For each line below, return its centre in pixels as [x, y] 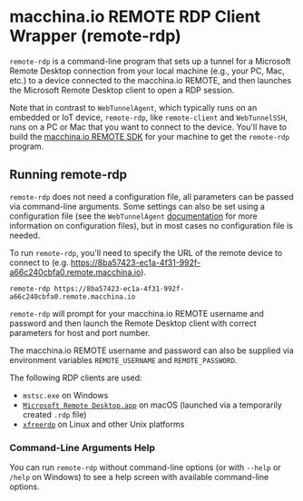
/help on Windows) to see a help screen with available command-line [139, 477]
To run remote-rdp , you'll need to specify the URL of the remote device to [146, 252]
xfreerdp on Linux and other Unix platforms [103, 424]
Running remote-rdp [68, 175]
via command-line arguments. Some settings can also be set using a [137, 206]
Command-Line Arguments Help [83, 447]
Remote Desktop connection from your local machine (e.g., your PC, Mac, [147, 71]
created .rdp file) [54, 414]
